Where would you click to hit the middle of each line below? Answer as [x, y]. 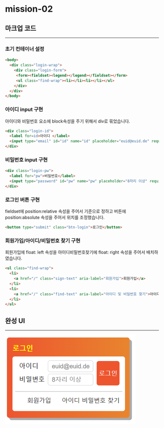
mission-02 [29, 9]
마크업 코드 [21, 28]
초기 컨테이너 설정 [25, 49]
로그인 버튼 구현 [22, 200]
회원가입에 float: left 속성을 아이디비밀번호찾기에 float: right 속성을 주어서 [75, 252]
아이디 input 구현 [24, 109]
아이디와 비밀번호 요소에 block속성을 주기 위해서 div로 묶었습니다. [68, 121]
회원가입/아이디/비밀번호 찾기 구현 [43, 240]
